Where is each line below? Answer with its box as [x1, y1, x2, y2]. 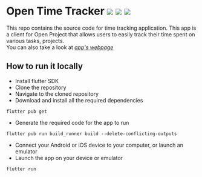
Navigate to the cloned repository [15, 90, 99, 98]
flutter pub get [6, 108, 47, 115]
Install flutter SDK [15, 77, 59, 84]
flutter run [6, 165, 36, 172]
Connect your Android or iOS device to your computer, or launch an [15, 141, 183, 149]
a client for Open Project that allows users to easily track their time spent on [6, 30, 195, 38]
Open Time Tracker [6, 4, 105, 18]
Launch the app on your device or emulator [15, 154, 123, 161]
